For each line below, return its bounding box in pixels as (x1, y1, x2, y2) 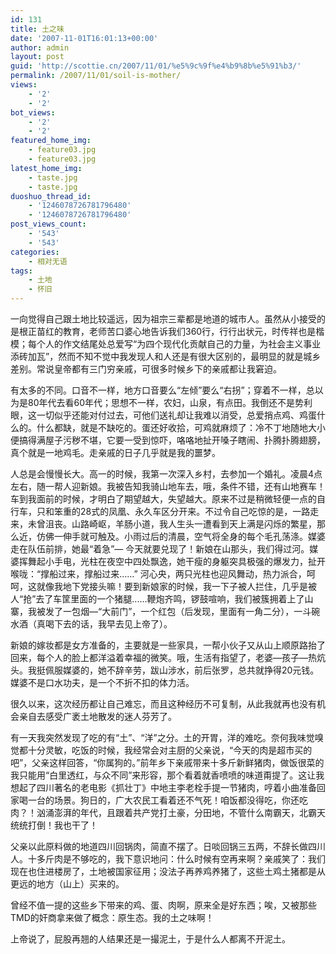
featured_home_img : (10, 136, 92, 146)
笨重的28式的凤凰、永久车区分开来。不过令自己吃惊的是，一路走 (53, 506, 320, 517)
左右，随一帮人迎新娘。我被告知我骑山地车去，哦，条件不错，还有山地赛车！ (10, 481, 326, 492)
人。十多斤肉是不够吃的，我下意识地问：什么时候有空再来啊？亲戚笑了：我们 (10, 853, 326, 865)
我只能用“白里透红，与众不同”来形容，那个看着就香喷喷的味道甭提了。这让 (10, 769, 317, 781)
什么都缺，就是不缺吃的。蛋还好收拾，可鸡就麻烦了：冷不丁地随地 (36, 422, 308, 433)
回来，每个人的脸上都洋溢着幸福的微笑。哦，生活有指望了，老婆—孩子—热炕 (10, 652, 326, 663)
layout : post (10, 52, 65, 62)
